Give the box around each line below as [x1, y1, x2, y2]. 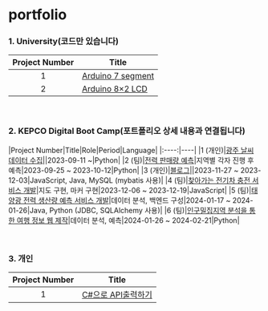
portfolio [8, 6, 67, 24]
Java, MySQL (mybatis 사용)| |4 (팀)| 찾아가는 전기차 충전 [69, 175, 251, 185]
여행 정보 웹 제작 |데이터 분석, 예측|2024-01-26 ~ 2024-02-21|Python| [16, 215, 240, 225]
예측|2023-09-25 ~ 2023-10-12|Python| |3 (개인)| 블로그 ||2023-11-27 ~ [8, 165, 239, 175]
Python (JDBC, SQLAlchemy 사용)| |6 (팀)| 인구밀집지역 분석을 [49, 205, 247, 215]
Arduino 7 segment [81, 71, 155, 82]
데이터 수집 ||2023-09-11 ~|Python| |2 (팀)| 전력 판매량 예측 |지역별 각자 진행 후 [8, 155, 254, 165]
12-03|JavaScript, [8, 175, 68, 185]
